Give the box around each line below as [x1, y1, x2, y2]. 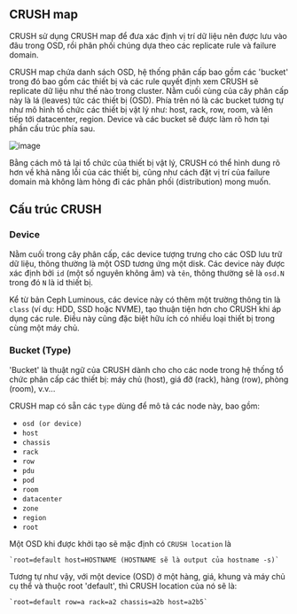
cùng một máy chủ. [9, 323, 80, 333]
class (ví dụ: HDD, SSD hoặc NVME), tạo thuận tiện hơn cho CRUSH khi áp [9, 303, 282, 314]
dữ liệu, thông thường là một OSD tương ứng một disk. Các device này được [9, 258, 285, 268]
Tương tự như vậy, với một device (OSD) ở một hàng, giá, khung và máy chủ [9, 571, 285, 581]
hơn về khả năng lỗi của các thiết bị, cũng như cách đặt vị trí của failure [9, 167, 270, 177]
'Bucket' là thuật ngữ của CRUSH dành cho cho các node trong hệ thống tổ [9, 364, 284, 375]
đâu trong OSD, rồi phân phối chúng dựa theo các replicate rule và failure [9, 40, 277, 51]
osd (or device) [21, 419, 82, 428]
